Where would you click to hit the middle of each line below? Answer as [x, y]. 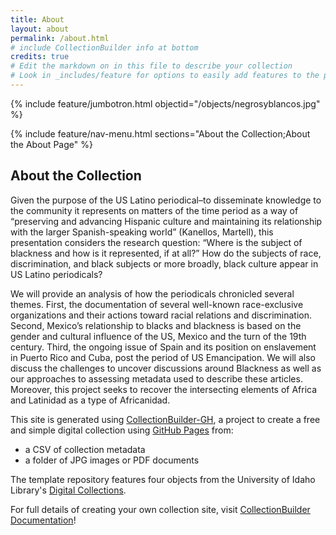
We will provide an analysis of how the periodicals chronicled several [152, 293]
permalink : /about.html [60, 38]
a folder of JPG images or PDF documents [112, 460]
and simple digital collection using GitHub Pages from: [122, 430]
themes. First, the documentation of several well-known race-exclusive [157, 304]
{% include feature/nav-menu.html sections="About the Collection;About [160, 133]
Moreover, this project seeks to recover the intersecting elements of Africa [164, 389]
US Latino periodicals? [56, 274]
